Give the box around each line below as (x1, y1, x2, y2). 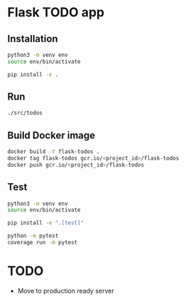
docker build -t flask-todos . (7, 148, 100, 155)
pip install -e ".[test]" (7, 219, 84, 226)
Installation (7, 33, 58, 45)
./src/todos (7, 110, 43, 117)
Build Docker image (7, 129, 96, 141)
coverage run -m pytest (7, 239, 78, 246)
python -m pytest (7, 232, 59, 239)
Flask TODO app (7, 4, 105, 21)
